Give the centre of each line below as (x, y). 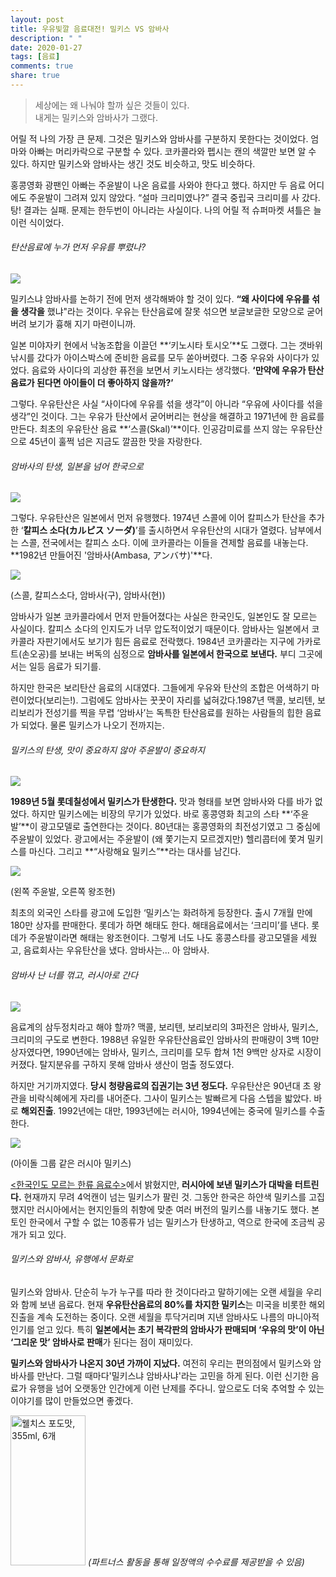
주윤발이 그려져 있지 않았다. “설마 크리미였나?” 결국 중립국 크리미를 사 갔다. (174, 197)
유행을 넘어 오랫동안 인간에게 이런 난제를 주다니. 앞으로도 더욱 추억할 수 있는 (176, 1388)
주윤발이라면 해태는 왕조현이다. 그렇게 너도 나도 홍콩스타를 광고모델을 (163, 938)
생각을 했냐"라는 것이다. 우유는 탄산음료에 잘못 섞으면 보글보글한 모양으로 (162, 312)
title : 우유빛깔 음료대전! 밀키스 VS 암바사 (90, 29)
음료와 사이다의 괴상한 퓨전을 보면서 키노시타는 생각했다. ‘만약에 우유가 (169, 370)
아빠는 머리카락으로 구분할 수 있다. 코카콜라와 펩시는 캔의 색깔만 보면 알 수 (172, 151)
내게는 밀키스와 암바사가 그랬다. (96, 117)
